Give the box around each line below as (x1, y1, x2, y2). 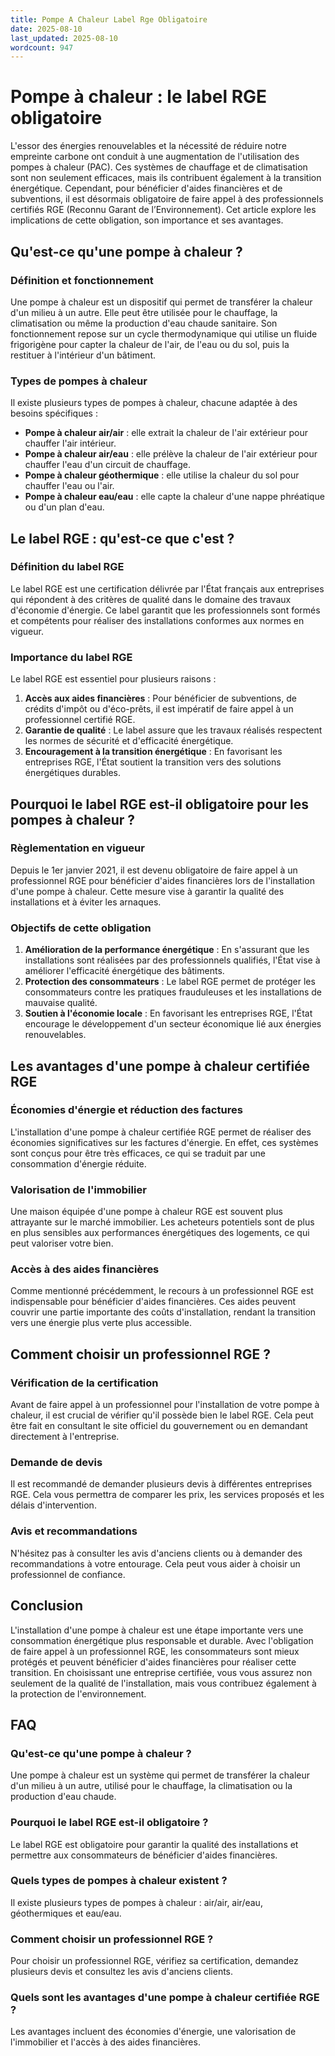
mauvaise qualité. (24, 997, 98, 1009)
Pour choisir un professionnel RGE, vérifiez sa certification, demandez (10, 1955, 299, 1967)
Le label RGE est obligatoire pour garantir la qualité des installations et (10, 1838, 299, 1850)
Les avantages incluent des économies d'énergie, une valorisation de (10, 2026, 297, 2038)
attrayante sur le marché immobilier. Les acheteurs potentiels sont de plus (10, 1216, 315, 1228)
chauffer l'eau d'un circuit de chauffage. (24, 459, 191, 471)
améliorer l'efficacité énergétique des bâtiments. (24, 965, 225, 977)
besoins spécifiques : (10, 407, 98, 420)
